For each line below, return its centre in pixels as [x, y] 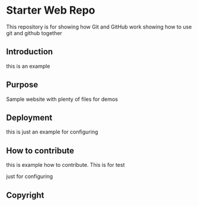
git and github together [34, 33]
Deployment [29, 117]
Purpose [22, 85]
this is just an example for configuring [52, 132]
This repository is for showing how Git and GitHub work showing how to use [99, 27]
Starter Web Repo [51, 10]
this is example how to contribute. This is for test [66, 165]
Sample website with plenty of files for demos [62, 99]
